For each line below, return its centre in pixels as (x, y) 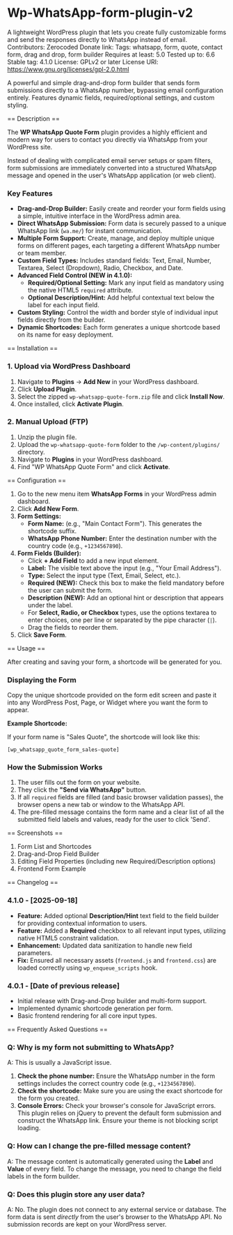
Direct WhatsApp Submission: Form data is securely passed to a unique (122, 223)
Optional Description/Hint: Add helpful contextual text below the (121, 297)
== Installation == (33, 348)
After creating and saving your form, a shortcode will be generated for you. (115, 662)
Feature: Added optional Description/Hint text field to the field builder (118, 915)
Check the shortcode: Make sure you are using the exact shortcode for (120, 1091)
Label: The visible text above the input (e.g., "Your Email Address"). (124, 568)
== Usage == (26, 648)
